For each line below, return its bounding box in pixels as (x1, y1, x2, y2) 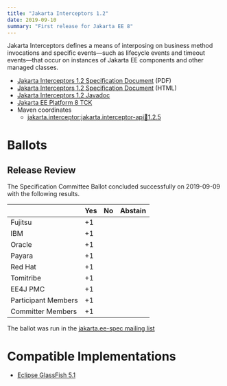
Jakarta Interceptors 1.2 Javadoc (16, 91, 110, 99)
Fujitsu (10, 217, 32, 227)
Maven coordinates (16, 106, 72, 114)
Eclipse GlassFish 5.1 (16, 371, 76, 379)
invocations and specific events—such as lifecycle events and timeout (7, 49, 206, 57)
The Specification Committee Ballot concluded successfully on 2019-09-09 (7, 182, 221, 191)
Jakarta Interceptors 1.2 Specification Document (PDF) (16, 77, 171, 85)
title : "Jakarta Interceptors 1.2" (7, 10, 109, 17)
